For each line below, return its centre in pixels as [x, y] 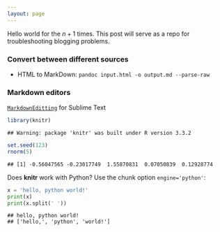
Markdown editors [39, 92]
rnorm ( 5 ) [20, 152]
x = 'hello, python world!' [48, 190]
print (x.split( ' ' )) [37, 203]
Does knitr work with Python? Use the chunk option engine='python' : [107, 177]
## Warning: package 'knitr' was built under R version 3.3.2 [99, 133]
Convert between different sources [68, 59]
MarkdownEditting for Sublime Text [57, 108]
